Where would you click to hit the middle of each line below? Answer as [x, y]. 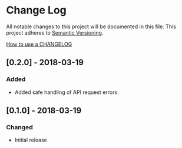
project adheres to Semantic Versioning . [55, 32]
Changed [20, 127]
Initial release [31, 140]
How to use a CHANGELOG [39, 44]
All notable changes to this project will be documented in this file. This [91, 26]
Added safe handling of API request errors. [67, 92]
